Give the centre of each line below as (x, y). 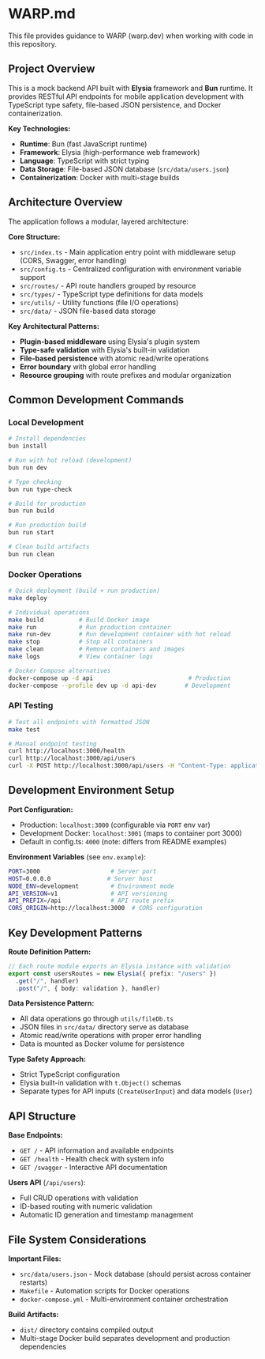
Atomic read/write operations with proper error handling (110, 1036)
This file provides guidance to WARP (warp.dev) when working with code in (131, 36)
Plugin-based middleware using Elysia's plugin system (110, 342)
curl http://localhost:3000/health (67, 751)
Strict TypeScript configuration (70, 1074)
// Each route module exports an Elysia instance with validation (119, 966)
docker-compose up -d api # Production (119, 678)
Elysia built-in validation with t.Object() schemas (100, 1083)
